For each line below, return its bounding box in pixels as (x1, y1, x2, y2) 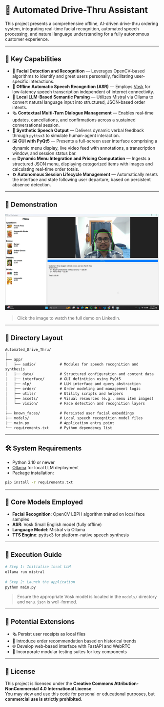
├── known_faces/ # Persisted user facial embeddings (5, 411, 134, 416)
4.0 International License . (40, 685, 93, 691)
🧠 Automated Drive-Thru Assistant (5, 4, 148, 16)
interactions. (29, 78, 55, 84)
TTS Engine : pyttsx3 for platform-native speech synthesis (12, 532, 129, 538)
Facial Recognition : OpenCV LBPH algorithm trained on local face (12, 511, 145, 517)
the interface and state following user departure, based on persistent (12, 176, 151, 182)
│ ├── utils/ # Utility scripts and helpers (5, 391, 123, 396)
